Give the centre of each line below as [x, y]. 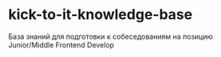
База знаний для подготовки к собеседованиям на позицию [110, 36]
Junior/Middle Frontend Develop [61, 44]
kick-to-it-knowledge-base [101, 15]
